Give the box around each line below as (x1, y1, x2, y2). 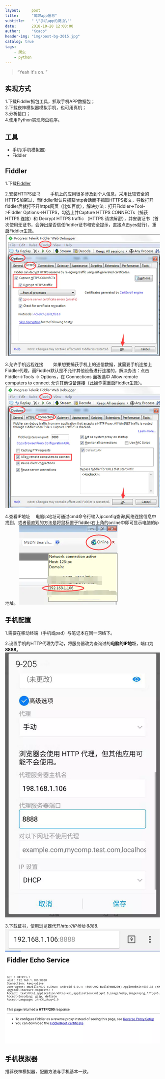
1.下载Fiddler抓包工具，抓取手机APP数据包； (5, 99, 95, 105)
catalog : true (5, 39, 34, 44)
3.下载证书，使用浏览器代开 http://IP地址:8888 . (5, 923, 99, 929)
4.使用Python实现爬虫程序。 (5, 117, 62, 123)
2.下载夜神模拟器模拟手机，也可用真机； (5, 105, 87, 111)
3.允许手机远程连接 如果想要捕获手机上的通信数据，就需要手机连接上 (5, 361, 152, 367)
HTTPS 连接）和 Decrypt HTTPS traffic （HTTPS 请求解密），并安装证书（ (5, 215, 155, 222)
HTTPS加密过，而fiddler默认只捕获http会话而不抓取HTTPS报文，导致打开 (5, 197, 154, 203)
